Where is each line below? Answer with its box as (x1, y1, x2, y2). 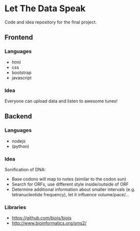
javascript (11, 74, 32, 81)
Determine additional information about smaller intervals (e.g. (11, 186, 136, 192)
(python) (11, 143, 29, 149)
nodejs (11, 138, 25, 144)
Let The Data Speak (4, 3, 86, 14)
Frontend (4, 33, 33, 42)
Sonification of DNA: (4, 166, 46, 172)
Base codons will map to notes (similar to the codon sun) (11, 176, 127, 182)
